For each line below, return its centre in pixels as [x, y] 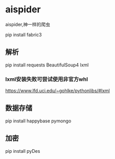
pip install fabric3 [24, 34]
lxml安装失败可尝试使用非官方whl [47, 79]
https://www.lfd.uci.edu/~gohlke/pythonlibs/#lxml [57, 91]
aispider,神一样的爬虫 [28, 24]
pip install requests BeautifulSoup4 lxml [47, 65]
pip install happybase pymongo [38, 121]
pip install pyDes [23, 151]
